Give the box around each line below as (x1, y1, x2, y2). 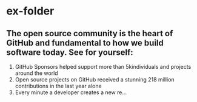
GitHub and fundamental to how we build (6, 37, 164, 48)
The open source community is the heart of (6, 28, 173, 39)
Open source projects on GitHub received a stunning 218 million (15, 76, 175, 83)
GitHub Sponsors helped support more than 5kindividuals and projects (15, 63, 192, 70)
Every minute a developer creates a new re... (15, 89, 127, 96)
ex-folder (6, 4, 55, 18)
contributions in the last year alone (15, 83, 102, 89)
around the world (15, 69, 59, 77)
